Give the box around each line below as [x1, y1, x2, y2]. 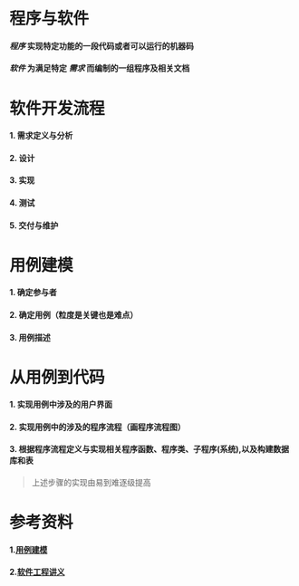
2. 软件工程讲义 [9, 567, 65, 578]
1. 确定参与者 [9, 287, 57, 298]
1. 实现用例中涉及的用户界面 [9, 399, 113, 410]
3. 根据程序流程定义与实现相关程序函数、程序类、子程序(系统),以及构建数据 [9, 444, 290, 455]
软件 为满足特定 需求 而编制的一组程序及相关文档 [9, 62, 190, 73]
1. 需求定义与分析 [9, 130, 73, 141]
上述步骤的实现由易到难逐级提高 [31, 477, 151, 488]
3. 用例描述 [9, 331, 52, 342]
